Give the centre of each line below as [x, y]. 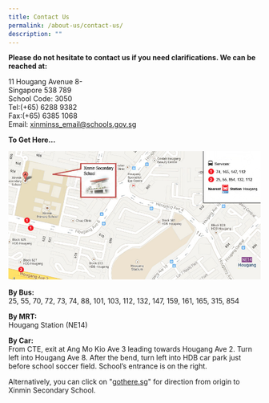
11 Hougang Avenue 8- [45, 82]
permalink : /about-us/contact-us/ [66, 25]
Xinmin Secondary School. [52, 390]
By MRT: [23, 316]
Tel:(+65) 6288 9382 [43, 108]
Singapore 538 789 [40, 90]
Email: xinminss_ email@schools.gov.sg [72, 124]
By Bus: [21, 292]
